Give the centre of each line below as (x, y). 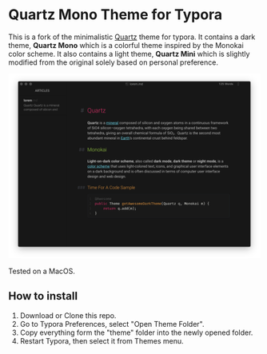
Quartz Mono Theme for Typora (116, 15)
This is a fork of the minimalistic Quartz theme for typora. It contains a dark (132, 37)
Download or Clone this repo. (68, 315)
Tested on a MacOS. (42, 271)
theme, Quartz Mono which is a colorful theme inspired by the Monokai (126, 45)
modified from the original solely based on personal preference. (113, 62)
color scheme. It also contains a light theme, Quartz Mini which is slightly (129, 54)
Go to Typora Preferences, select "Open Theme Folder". (112, 324)
